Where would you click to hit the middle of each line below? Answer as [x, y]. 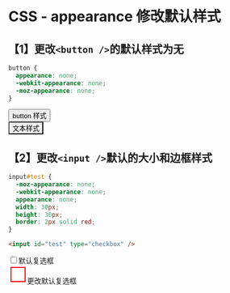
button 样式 [29, 116]
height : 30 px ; [39, 214]
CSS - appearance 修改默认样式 [115, 17]
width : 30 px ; [38, 207]
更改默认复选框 [52, 281]
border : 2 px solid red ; [55, 222]
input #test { [30, 177]
